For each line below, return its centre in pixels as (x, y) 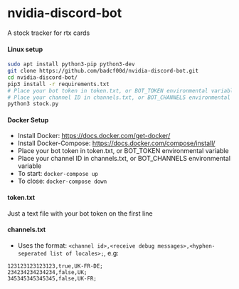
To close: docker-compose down (62, 181)
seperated (32, 253)
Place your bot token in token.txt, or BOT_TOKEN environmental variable (123, 151)
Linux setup (25, 49)
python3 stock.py (33, 104)
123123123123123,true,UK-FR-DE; (55, 266)
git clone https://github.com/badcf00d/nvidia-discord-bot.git (103, 71)
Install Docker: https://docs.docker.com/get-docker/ (94, 136)
